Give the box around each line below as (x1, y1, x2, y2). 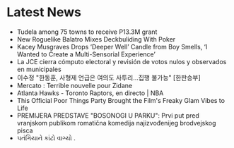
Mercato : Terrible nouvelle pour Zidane (16, 81, 132, 90)
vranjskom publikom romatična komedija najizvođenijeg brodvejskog (16, 118, 216, 127)
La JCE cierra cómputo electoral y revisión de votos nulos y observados (16, 57, 227, 66)
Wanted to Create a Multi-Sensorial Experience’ (16, 50, 156, 58)
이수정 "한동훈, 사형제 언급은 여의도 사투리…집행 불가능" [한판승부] (16, 73, 201, 82)
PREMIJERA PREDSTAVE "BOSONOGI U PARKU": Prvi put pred (16, 111, 199, 120)
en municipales (16, 65, 62, 73)
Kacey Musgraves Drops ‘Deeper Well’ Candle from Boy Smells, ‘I (16, 42, 208, 51)
